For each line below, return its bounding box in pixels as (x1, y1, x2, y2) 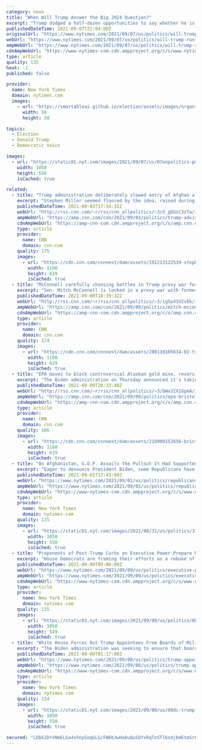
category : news (6, 8, 44, 15)
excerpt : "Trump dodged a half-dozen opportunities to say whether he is (6, 20, 195, 26)
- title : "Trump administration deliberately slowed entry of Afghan (11, 192, 189, 199)
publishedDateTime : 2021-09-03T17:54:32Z (17, 203, 122, 209)
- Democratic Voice (11, 143, 61, 149)
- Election (11, 131, 39, 137)
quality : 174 (17, 338, 50, 344)
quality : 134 (17, 696, 50, 702)
